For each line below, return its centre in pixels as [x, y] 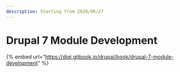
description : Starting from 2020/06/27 [55, 11]
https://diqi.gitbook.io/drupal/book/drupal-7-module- [109, 57]
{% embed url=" [26, 57]
